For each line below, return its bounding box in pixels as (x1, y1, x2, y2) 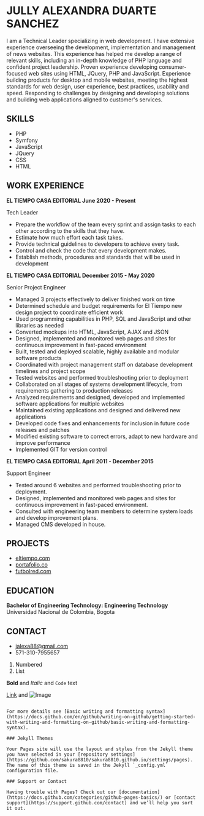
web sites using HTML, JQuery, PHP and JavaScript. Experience (28, 69, 191, 77)
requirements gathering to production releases (15, 386, 133, 394)
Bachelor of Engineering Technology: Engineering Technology (6, 602, 168, 609)
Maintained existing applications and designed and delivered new (15, 406, 181, 414)
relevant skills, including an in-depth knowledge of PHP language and (6, 57, 182, 64)
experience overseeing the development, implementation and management (6, 44, 196, 51)
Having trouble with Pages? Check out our (6, 789, 116, 795)
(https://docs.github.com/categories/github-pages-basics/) (6, 794, 164, 801)
